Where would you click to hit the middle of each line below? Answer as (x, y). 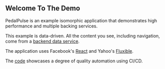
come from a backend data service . (42, 41)
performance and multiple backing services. (52, 26)
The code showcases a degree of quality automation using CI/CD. (74, 61)
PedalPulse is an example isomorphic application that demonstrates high (81, 20)
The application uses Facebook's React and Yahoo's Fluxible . (69, 51)
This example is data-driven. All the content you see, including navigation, (82, 36)
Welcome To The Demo (43, 8)
